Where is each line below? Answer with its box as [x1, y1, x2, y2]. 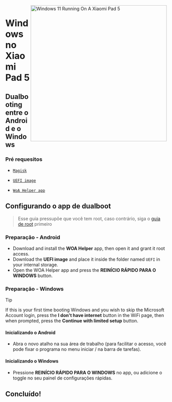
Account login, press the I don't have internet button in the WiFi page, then [5, 312, 164, 319]
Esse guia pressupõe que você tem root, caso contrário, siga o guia [17, 215, 161, 222]
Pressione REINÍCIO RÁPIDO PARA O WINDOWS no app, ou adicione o [12, 369, 162, 375]
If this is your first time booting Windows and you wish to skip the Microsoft [5, 307, 165, 313]
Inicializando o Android [5, 329, 56, 335]
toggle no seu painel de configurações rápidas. [12, 375, 113, 381]
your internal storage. [12, 261, 58, 268]
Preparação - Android [5, 234, 60, 241]
